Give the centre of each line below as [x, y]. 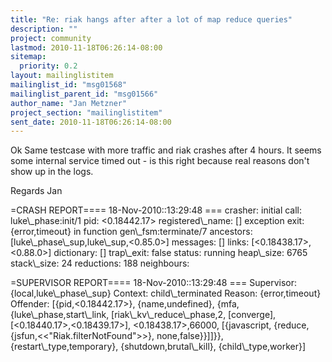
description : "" [44, 29]
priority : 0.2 [48, 66]
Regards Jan [36, 191]
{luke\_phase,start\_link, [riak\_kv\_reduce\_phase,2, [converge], [143, 315]
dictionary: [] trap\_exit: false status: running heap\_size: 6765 [180, 253]
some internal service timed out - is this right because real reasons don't [160, 161]
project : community [51, 38]
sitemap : [28, 57]
